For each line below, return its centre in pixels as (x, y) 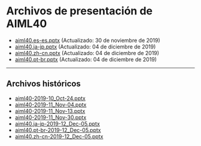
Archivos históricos (43, 84)
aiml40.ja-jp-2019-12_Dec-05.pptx (57, 123)
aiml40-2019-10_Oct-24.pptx (50, 98)
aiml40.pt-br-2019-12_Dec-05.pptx (58, 130)
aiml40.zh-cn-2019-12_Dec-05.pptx (59, 136)
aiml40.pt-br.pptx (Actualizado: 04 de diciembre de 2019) (86, 59)
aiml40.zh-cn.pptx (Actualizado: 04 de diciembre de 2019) (87, 53)
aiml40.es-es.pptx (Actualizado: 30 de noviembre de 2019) (87, 40)
